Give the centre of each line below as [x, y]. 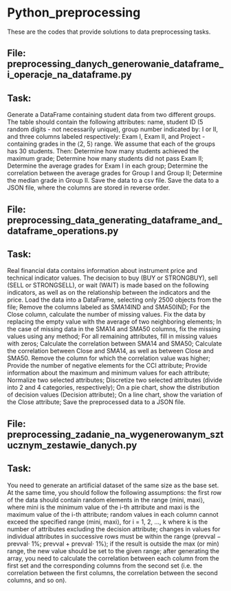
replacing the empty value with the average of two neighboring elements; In [114, 322]
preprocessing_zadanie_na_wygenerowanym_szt [115, 434]
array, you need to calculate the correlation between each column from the [113, 558]
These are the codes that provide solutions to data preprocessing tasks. [109, 32]
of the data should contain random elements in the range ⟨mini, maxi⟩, [106, 500]
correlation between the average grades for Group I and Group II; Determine [115, 173]
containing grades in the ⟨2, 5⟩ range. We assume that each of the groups [111, 144]
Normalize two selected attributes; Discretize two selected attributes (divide [115, 380]
